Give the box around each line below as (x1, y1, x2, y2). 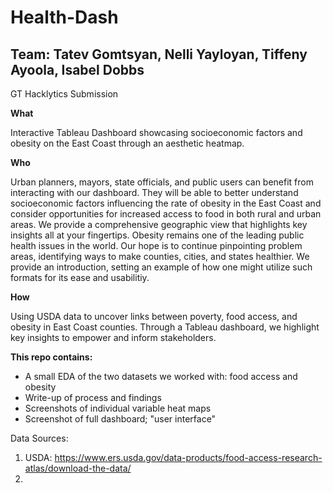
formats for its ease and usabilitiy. (10, 272, 150, 283)
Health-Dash (10, 6, 119, 29)
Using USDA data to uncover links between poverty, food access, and (10, 311, 298, 322)
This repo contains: (10, 351, 93, 363)
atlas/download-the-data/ (24, 462, 132, 474)
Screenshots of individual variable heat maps (24, 402, 212, 414)
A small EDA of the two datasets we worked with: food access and (24, 371, 298, 382)
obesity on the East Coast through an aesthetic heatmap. (10, 137, 245, 149)
